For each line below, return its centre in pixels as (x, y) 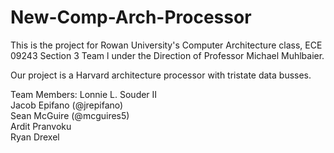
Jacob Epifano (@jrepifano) (67, 105)
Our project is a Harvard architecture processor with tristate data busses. (161, 75)
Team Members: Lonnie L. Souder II (84, 94)
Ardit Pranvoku (41, 126)
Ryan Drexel (35, 137)
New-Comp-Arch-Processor (131, 17)
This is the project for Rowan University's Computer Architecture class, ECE (166, 45)
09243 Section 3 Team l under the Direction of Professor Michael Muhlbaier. (167, 55)
